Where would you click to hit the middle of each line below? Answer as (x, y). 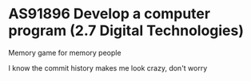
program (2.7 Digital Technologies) (126, 31)
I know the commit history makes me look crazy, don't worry (108, 67)
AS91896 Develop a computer (109, 14)
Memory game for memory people (65, 52)
